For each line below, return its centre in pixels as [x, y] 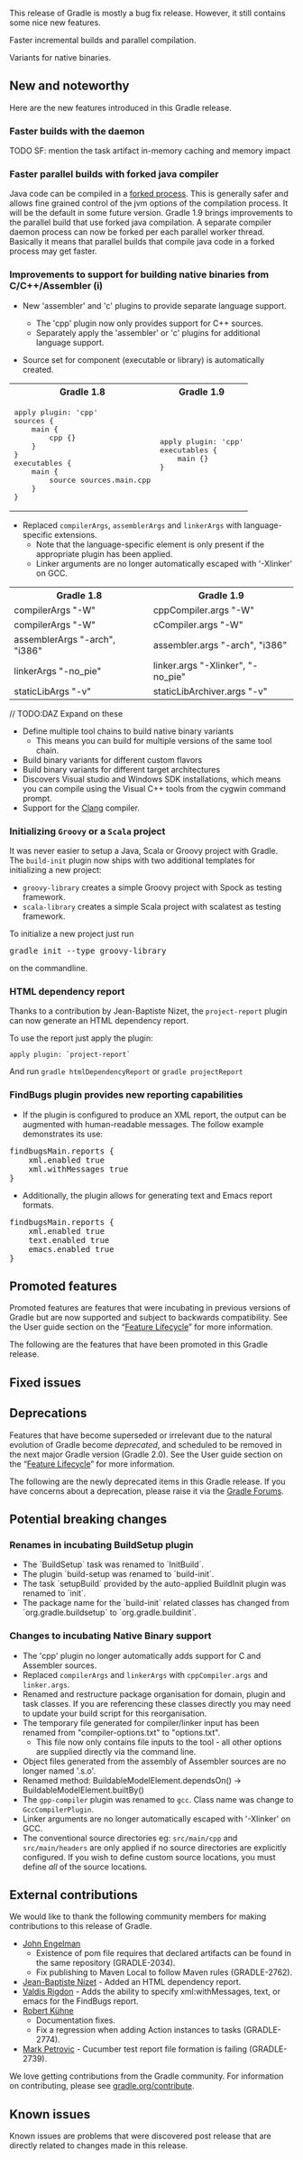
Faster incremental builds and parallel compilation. [103, 40]
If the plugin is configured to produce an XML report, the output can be [154, 1115]
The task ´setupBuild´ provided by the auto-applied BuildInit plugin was [154, 1584]
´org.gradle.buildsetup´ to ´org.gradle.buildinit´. [109, 1613]
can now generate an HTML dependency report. [99, 1021]
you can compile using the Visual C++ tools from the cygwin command [154, 788]
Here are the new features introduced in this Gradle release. [120, 107]
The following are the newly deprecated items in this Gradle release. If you [147, 1481]
